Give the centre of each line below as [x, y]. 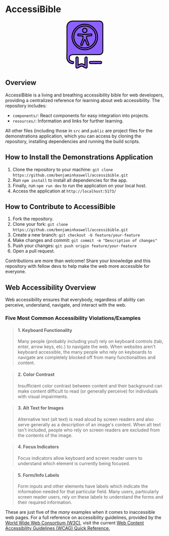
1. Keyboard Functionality [45, 330]
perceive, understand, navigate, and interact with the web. [66, 305]
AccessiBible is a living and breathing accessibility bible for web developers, [84, 95]
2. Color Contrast [36, 374]
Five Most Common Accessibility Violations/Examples [73, 318]
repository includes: [26, 106]
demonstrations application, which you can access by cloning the [73, 136]
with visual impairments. [43, 396]
